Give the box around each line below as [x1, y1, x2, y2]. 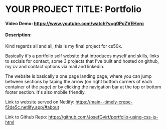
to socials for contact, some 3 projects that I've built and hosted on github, [5, 58, 159, 64]
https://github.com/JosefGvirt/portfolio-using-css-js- [48, 114, 158, 120]
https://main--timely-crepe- [75, 99, 133, 105]
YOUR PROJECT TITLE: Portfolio [5, 4, 142, 15]
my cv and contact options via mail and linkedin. [5, 63, 105, 69]
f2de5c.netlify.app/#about [5, 104, 59, 110]
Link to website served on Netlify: [5, 99, 75, 105]
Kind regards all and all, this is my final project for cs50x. [5, 43, 123, 49]
